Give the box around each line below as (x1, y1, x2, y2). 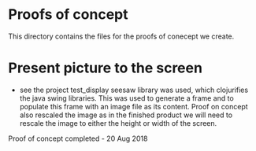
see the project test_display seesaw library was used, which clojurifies (19, 85, 249, 94)
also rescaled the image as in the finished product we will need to (19, 110, 233, 120)
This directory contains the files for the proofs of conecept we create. (8, 31, 235, 41)
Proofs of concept (8, 6, 128, 24)
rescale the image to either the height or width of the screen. (19, 118, 217, 127)
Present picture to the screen (8, 59, 203, 77)
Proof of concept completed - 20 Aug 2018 (8, 134, 148, 143)
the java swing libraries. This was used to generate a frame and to (19, 93, 234, 103)
